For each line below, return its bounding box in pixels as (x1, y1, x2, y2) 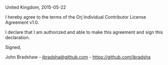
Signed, (5, 44, 21, 50)
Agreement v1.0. (5, 20, 39, 25)
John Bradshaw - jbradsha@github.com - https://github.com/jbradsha (5, 54, 151, 60)
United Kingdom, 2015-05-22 (5, 5, 67, 10)
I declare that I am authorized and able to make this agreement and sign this (5, 29, 163, 35)
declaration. (5, 35, 30, 40)
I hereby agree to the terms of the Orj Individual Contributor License (5, 14, 146, 20)
